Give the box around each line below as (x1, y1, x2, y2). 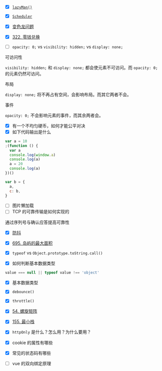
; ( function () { (5, 143, 38, 148)
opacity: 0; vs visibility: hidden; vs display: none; (12, 44, 123, 49)
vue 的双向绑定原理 (12, 360, 51, 366)
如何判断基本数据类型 (12, 260, 55, 266)
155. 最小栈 (12, 319, 35, 324)
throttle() (12, 299, 35, 304)
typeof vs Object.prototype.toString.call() (12, 250, 103, 256)
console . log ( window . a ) (9, 152, 56, 157)
